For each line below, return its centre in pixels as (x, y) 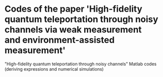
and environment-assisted (60, 40)
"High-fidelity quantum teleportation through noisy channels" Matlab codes (81, 64)
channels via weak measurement (73, 30)
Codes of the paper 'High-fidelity (73, 9)
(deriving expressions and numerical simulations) (54, 69)
